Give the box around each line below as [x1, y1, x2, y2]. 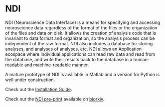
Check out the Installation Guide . [5, 86, 72, 92]
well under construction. [5, 77, 55, 83]
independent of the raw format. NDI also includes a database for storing [5, 40, 153, 46]
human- [133, 56, 150, 62]
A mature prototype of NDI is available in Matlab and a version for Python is [5, 71, 160, 77]
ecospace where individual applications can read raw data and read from [5, 51, 156, 57]
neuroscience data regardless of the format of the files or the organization [5, 24, 158, 30]
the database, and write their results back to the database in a [5, 56, 133, 62]
